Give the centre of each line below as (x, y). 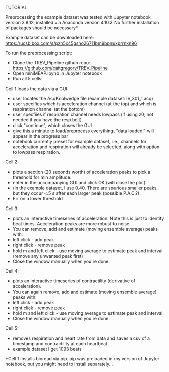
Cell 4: (12, 271)
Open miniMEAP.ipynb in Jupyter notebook (57, 73)
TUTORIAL (16, 7)
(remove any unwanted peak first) (48, 256)
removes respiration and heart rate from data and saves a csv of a (81, 338)
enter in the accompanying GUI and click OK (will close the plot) (79, 182)
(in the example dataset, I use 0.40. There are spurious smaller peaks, (85, 188)
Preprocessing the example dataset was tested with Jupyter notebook (78, 17)
